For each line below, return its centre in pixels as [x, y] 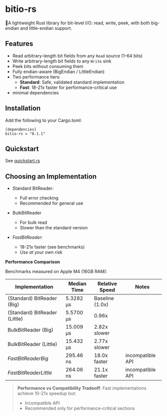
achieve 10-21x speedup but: [47, 394]
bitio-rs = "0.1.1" [25, 134]
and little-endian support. [46, 28]
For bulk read [33, 222]
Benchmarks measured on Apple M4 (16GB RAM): [56, 272]
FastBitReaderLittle [30, 373]
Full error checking [39, 198]
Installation [23, 108]
